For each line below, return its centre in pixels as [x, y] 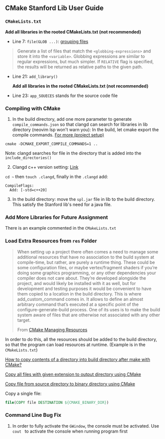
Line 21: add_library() [35, 76]
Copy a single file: [23, 393]
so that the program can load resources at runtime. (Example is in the [75, 344]
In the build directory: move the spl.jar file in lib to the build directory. [83, 199]
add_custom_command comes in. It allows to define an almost [80, 299]
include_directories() [28, 158]
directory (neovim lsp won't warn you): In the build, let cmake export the [85, 129]
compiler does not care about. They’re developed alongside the [82, 278]
